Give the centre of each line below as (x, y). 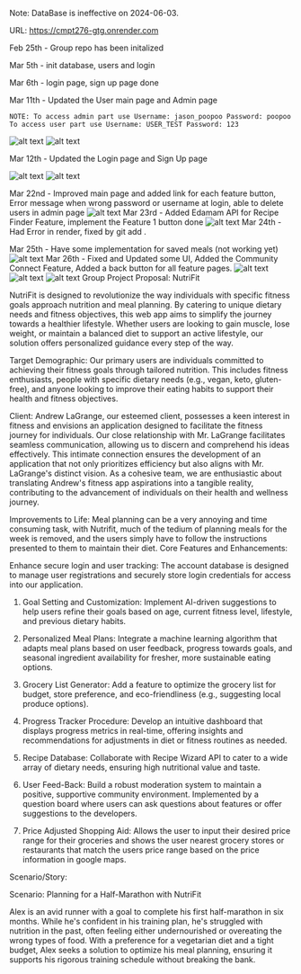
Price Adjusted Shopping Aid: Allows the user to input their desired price (156, 831)
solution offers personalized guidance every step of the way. (121, 343)
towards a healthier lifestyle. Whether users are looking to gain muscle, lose (150, 324)
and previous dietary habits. (74, 621)
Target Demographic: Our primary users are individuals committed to (137, 360)
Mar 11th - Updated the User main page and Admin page (114, 100)
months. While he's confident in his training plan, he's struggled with (136, 921)
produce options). (55, 704)
